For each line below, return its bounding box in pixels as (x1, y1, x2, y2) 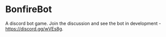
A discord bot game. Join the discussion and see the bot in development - (5, 20, 161, 26)
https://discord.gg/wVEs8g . (5, 25, 64, 31)
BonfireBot (5, 4, 52, 15)
